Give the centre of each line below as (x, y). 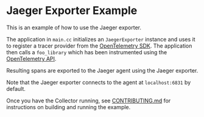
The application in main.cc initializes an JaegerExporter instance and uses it (101, 39)
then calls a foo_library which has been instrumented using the (87, 52)
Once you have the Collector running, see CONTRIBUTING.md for (89, 101)
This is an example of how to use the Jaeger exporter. (74, 27)
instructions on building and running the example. (69, 107)
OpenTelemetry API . (31, 58)
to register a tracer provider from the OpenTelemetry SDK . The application (99, 46)
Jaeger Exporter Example (72, 11)
